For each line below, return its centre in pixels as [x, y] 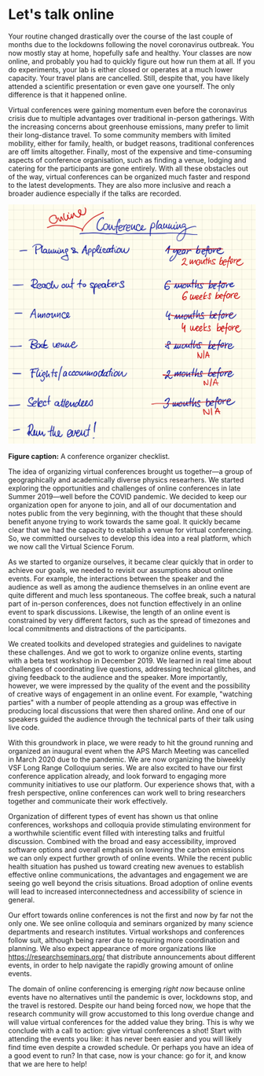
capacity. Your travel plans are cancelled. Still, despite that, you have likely [129, 78]
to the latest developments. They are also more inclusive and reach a [120, 185]
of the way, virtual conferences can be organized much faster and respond [129, 176]
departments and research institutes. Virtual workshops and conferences [126, 931]
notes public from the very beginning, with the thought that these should [125, 513]
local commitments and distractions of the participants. [97, 628]
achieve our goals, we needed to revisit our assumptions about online [121, 570]
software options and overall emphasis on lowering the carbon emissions [126, 850]
